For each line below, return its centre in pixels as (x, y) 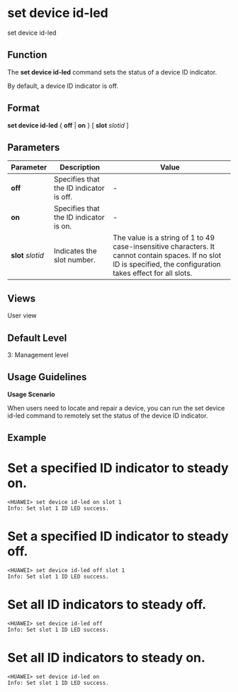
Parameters (34, 147)
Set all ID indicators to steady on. (106, 658)
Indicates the (75, 251)
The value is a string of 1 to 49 (164, 238)
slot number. (74, 260)
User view (22, 316)
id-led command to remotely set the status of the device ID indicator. (108, 415)
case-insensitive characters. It (164, 247)
